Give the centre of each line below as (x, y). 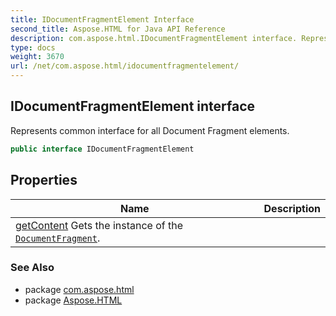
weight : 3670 (37, 57)
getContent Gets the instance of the (99, 225)
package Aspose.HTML (73, 300)
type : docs (33, 47)
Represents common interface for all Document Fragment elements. (150, 130)
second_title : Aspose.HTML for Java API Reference (118, 29)
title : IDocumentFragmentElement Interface (102, 19)
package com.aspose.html (79, 289)
